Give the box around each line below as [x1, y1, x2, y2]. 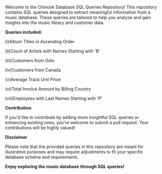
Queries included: [5, 29, 42, 35]
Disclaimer [5, 134, 28, 140]
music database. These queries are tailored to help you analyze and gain [5, 15, 151, 20]
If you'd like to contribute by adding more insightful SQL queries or [5, 114, 139, 120]
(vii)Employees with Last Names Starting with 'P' [5, 95, 103, 101]
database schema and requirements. [5, 154, 79, 160]
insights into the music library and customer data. [5, 20, 105, 25]
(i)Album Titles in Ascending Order [5, 39, 75, 44]
